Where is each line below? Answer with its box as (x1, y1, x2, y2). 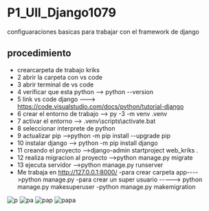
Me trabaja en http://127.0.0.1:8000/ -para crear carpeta (16, 168, 175, 176)
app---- (176, 168, 198, 176)
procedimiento (7, 47, 71, 59)
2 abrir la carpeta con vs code (16, 73, 103, 81)
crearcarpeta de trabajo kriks (16, 65, 100, 74)
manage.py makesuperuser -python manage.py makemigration (16, 182, 196, 190)
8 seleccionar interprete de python (16, 124, 115, 132)
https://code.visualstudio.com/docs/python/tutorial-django (16, 102, 184, 111)
